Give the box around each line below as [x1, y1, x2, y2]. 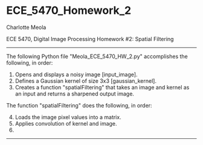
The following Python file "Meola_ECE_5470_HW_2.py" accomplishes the [6, 53, 188, 60]
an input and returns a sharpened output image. [14, 90, 135, 97]
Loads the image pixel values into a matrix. [14, 113, 122, 121]
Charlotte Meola [6, 24, 47, 31]
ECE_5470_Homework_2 [6, 4, 132, 18]
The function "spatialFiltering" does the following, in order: [6, 101, 152, 109]
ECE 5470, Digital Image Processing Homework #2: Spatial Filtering [6, 35, 174, 42]
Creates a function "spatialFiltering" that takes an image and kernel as [14, 83, 190, 91]
